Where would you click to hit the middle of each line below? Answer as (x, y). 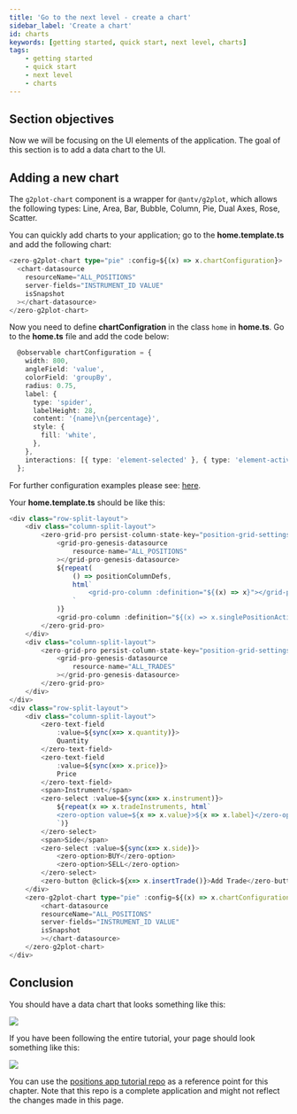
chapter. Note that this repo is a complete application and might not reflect (145, 1090)
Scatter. (23, 218)
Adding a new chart (64, 178)
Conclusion (42, 983)
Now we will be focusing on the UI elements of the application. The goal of (145, 140)
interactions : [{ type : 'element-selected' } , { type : (128, 460)
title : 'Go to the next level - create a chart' (100, 17)
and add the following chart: (61, 245)
